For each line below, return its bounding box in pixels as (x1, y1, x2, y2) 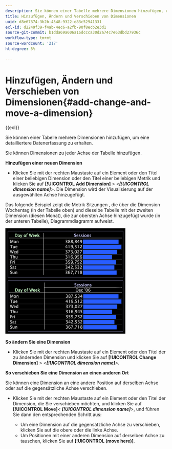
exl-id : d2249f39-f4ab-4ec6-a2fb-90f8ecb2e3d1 (5, 25, 106, 30)
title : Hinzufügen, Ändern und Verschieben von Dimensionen (5, 13, 137, 19)
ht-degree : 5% (5, 46, 36, 51)
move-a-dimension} (5, 107, 93, 119)
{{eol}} (5, 124, 19, 131)
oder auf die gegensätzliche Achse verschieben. (5, 385, 107, 391)
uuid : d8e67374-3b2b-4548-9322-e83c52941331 (5, 19, 102, 24)
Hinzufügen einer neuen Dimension (5, 159, 83, 166)
